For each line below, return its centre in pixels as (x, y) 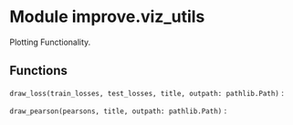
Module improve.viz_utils (107, 17)
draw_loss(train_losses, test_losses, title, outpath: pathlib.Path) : (147, 92)
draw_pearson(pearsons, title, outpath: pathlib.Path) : (118, 110)
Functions (39, 71)
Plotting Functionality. (50, 42)
